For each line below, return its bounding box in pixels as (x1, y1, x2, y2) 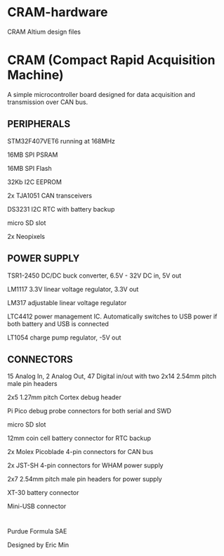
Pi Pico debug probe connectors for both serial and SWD (7, 407, 172, 415)
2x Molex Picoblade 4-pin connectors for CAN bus (7, 448, 154, 456)
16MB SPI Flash (7, 164, 52, 172)
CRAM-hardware (7, 4, 108, 20)
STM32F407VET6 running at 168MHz (7, 136, 116, 145)
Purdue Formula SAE (7, 526, 67, 535)
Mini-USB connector (7, 502, 67, 510)
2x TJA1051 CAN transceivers (7, 191, 93, 200)
